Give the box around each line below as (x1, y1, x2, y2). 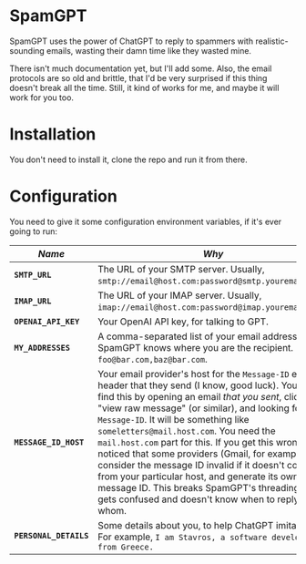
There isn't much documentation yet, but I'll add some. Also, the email (9, 63, 272, 74)
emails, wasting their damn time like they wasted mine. (46, 45, 252, 56)
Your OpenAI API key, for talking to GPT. (97, 315, 269, 328)
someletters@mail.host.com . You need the (97, 425, 276, 437)
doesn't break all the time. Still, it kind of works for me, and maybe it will (9, 82, 280, 93)
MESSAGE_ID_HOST (14, 436, 85, 447)
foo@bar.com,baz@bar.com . (97, 353, 208, 365)
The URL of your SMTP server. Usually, (97, 262, 265, 275)
